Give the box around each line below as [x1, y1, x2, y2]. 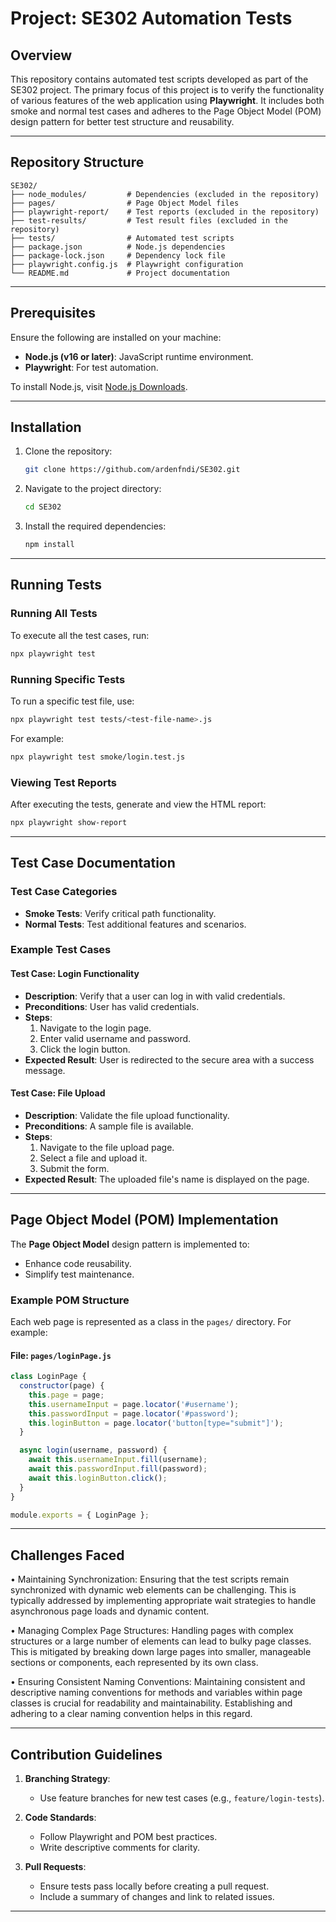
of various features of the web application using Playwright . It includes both [10, 95, 325, 106]
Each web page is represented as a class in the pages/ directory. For [10, 1315, 292, 1327]
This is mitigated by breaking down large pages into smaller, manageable [10, 1646, 312, 1658]
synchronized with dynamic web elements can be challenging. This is [10, 1584, 297, 1596]
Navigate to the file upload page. [39, 1141, 175, 1153]
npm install [24, 540, 75, 550]
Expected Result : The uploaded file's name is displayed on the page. [24, 1173, 310, 1185]
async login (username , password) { [19, 1445, 168, 1456]
